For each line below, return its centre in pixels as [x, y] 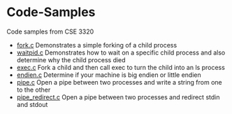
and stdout [32, 104]
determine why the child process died [71, 59]
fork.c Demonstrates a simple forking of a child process [97, 45]
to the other [34, 90]
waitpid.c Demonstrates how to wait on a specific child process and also [121, 52]
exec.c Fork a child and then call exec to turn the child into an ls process [121, 67]
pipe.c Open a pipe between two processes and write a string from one [119, 82]
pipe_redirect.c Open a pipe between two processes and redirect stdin [118, 97]
